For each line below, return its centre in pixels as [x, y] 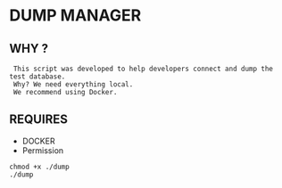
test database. [37, 77]
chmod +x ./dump [39, 167]
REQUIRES [39, 120]
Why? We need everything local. [73, 85]
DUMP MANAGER [75, 16]
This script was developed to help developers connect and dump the [143, 69]
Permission [43, 150]
